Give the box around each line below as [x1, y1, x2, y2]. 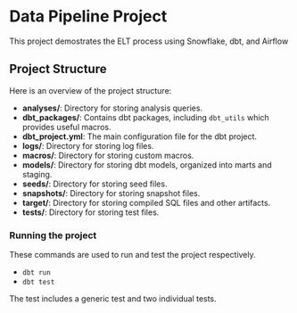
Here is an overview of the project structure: [9, 85, 172, 95]
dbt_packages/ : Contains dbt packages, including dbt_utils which [21, 111, 269, 122]
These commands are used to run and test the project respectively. [9, 250, 256, 260]
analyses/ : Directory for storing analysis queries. [21, 103, 203, 113]
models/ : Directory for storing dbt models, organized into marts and [21, 159, 272, 170]
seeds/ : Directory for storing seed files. [21, 178, 168, 189]
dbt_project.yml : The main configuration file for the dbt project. [21, 131, 257, 142]
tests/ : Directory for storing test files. [21, 207, 160, 218]
